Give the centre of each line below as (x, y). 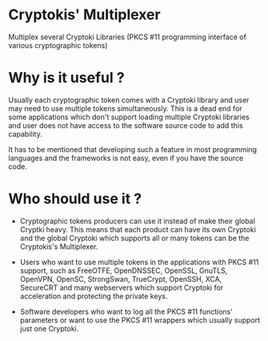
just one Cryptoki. (49, 328)
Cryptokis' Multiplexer (85, 15)
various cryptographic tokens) (58, 45)
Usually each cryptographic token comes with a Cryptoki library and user (129, 100)
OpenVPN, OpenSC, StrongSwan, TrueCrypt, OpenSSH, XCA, (121, 279)
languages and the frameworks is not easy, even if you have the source (126, 158)
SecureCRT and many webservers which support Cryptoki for (122, 287)
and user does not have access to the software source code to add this (126, 125)
